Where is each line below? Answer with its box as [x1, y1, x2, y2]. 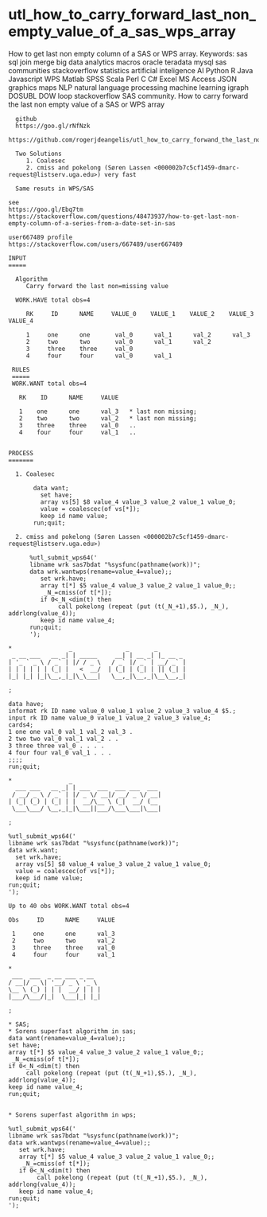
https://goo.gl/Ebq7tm [8, 205, 83, 213]
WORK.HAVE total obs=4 [15, 296, 91, 304]
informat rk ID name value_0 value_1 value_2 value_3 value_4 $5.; [8, 707, 237, 715]
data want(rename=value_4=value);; [8, 1034, 126, 1042]
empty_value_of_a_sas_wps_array [8, 22, 237, 41]
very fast [104, 170, 137, 178]
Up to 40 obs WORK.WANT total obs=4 [8, 902, 130, 910]
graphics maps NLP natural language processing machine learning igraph [8, 82, 249, 92]
